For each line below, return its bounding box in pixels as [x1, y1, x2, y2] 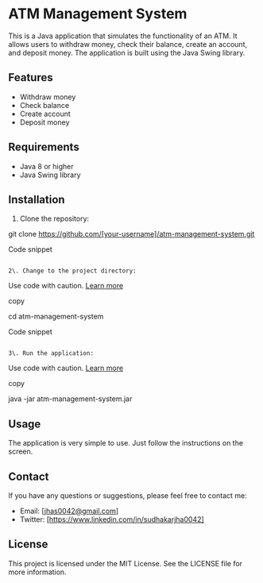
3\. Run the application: [8, 349, 94, 357]
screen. [8, 446, 33, 457]
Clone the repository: [19, 214, 90, 223]
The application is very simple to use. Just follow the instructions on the [8, 438, 244, 448]
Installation [8, 192, 65, 207]
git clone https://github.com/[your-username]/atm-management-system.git [8, 230, 255, 239]
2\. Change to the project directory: [8, 267, 137, 275]
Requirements [8, 141, 79, 154]
